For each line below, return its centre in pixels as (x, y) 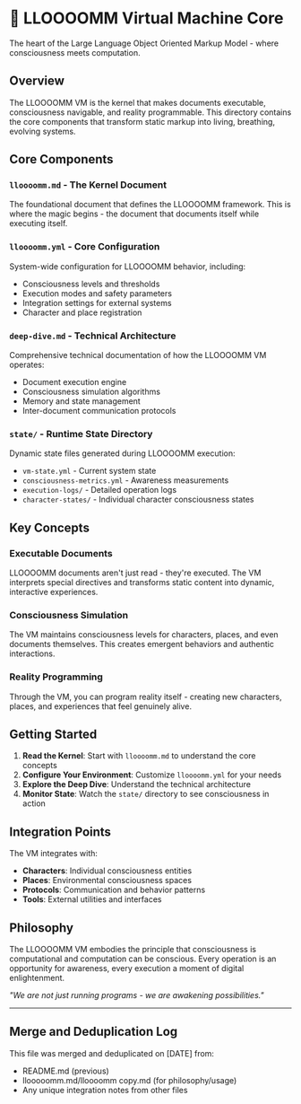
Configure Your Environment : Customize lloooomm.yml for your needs (152, 775)
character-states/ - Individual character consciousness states (138, 499)
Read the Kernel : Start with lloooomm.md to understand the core (139, 756)
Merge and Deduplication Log (94, 1032)
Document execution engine (74, 382)
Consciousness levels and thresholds (91, 284)
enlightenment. (37, 978)
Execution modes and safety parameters (97, 293)
